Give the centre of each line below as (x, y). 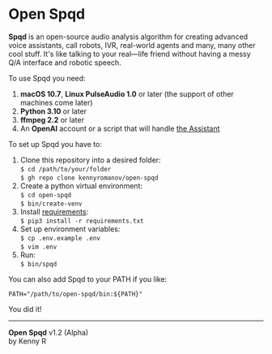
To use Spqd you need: (47, 78)
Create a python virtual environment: (81, 186)
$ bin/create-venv (51, 204)
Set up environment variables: (70, 229)
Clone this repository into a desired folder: (90, 160)
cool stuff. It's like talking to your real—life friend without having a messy (130, 54)
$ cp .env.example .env (60, 238)
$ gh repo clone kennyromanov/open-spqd (89, 178)
